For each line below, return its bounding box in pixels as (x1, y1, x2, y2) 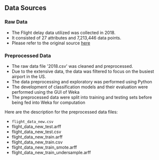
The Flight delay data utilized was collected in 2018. (11, 29, 116, 36)
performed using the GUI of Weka (11, 89, 80, 95)
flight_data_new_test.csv (11, 129, 61, 135)
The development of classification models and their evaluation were (11, 84, 148, 90)
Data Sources (4, 4, 47, 12)
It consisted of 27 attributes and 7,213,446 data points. (11, 35, 121, 40)
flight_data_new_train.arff (11, 134, 63, 140)
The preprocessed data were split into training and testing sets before (11, 94, 152, 100)
